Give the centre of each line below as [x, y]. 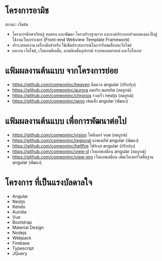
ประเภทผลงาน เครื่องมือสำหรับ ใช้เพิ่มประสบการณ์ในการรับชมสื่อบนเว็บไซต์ [72, 45]
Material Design [28, 227]
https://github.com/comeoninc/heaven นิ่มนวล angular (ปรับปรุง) [74, 84]
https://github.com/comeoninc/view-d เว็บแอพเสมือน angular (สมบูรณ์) [79, 151]
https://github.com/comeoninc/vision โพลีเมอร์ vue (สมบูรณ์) [70, 135]
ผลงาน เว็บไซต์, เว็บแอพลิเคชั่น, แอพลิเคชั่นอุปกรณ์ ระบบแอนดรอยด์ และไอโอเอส [77, 50]
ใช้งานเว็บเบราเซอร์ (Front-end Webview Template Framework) [71, 40]
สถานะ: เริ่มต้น [17, 24]
